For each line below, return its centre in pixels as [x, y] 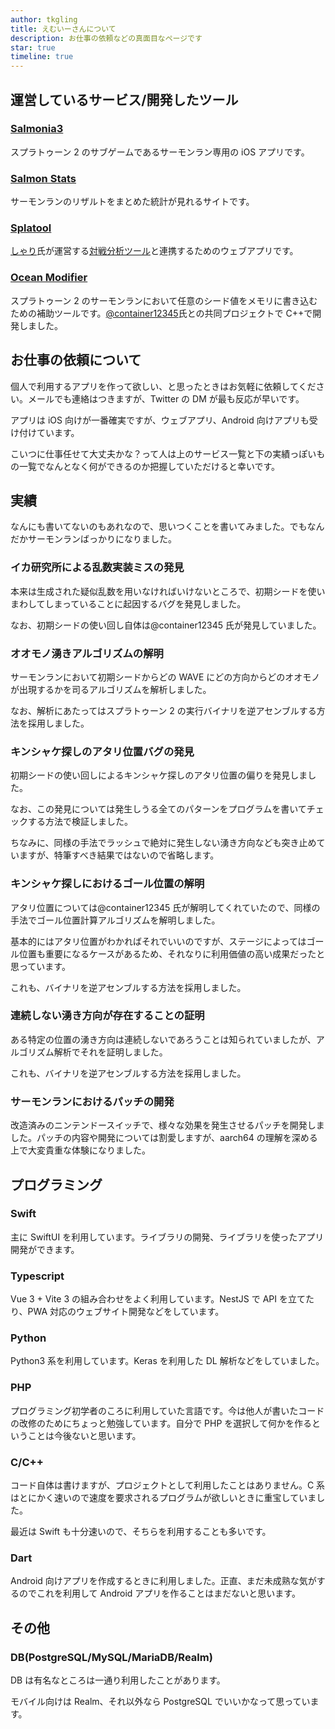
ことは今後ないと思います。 [84, 1435]
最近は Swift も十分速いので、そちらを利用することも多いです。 [141, 1531]
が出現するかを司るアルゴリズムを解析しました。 [111, 689]
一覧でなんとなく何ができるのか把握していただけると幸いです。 [149, 466]
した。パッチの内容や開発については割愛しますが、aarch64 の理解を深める [164, 1138]
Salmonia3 [37, 129]
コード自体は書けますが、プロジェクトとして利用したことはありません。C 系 [168, 1485]
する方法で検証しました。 [80, 822]
